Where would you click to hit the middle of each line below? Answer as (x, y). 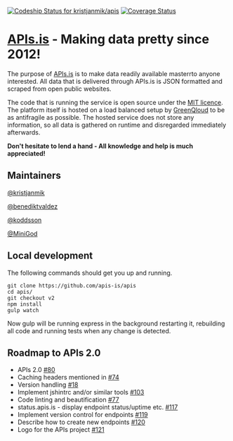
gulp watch (23, 310)
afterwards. (24, 132)
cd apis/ (20, 292)
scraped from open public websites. (59, 89)
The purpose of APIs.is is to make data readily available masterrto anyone (114, 73)
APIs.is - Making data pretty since (108, 39)
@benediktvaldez (33, 206)
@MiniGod (22, 233)
